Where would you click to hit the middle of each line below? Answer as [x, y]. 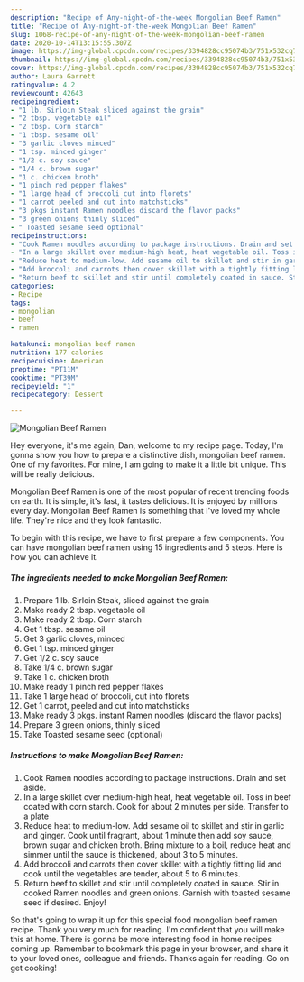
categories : [32, 286]
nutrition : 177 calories [57, 353]
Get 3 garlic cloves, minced [74, 639]
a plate [36, 816]
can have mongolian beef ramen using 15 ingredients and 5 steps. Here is [147, 547]
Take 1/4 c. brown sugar [68, 667]
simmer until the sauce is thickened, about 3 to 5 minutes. [130, 855]
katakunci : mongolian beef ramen [73, 344]
